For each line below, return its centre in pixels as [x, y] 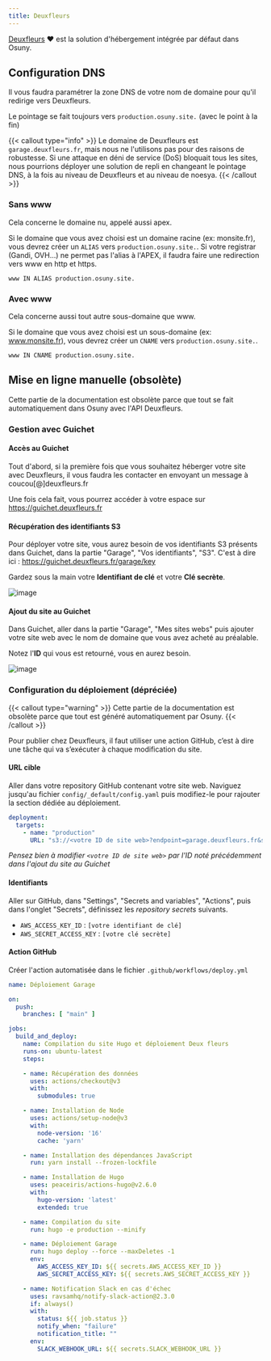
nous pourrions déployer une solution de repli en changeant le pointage [127, 166]
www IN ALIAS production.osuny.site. [72, 278]
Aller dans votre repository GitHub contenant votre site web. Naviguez [125, 786]
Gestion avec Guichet [52, 429]
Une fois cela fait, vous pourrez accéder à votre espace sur [107, 499]
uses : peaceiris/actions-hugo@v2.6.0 [93, 1185]
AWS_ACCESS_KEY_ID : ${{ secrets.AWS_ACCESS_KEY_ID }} [129, 1267]
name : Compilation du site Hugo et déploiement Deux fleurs [126, 1044]
